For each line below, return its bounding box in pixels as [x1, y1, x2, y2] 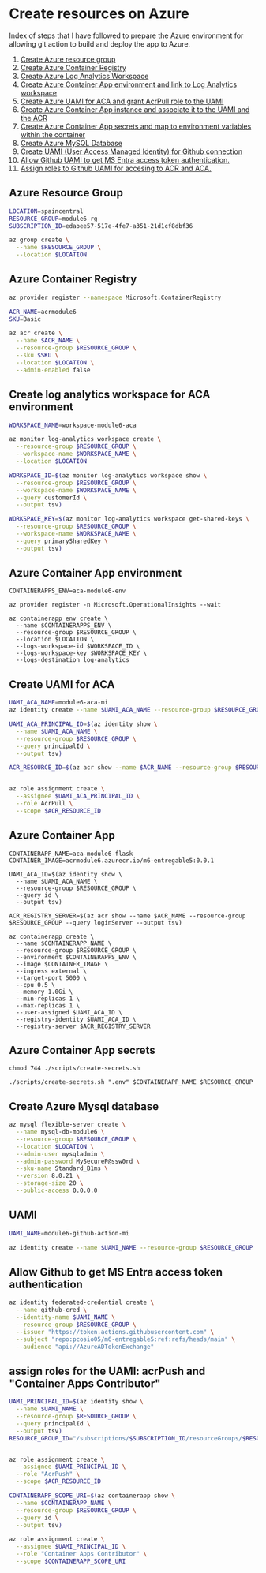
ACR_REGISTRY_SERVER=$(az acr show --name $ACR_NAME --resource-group [9, 912, 246, 920]
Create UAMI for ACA [9, 678, 115, 691]
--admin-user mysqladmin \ [16, 1149, 105, 1158]
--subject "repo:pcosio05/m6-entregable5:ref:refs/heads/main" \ [16, 1335, 236, 1343]
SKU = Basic [9, 315, 42, 323]
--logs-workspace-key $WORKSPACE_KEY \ [16, 649, 148, 657]
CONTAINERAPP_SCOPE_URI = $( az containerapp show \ [9, 1492, 176, 1500]
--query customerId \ [16, 494, 88, 502]
